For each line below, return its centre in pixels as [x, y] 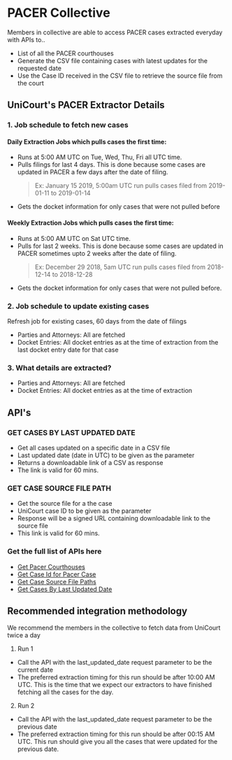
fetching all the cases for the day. [65, 692]
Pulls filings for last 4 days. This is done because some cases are [111, 165]
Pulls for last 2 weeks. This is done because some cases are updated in [120, 246]
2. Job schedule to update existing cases [78, 306]
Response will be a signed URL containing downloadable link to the [114, 518]
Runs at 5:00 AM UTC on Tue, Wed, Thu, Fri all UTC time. [100, 157]
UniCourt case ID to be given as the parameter [84, 511]
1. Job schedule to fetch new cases [68, 125]
